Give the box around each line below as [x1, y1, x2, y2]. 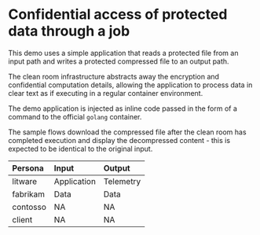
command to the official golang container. [8, 112, 142, 121]
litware [12, 175, 38, 186]
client [12, 214, 33, 225]
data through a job [8, 22, 130, 40]
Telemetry [103, 175, 141, 186]
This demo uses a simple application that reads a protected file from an [8, 48, 239, 57]
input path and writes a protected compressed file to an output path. [8, 57, 229, 66]
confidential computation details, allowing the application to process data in [8, 80, 253, 90]
